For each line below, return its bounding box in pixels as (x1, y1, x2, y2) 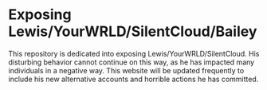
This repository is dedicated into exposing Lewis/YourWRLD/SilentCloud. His (8, 49, 260, 58)
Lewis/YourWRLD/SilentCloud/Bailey (8, 22, 257, 41)
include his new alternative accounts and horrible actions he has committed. (8, 74, 259, 84)
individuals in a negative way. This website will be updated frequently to (8, 65, 245, 75)
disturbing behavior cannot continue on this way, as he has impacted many (8, 57, 255, 67)
